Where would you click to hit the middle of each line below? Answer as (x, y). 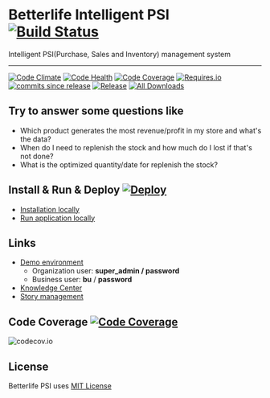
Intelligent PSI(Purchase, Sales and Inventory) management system (120, 54)
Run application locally (57, 218)
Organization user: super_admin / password (106, 271)
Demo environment (52, 262)
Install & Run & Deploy (64, 190)
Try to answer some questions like (96, 111)
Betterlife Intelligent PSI (89, 15)
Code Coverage (48, 322)
